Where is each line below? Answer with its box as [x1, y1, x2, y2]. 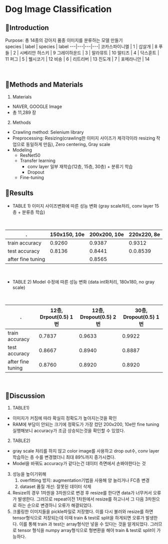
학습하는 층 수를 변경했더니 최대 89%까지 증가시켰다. [12, 454, 116, 460]
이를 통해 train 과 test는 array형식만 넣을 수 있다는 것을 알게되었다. [19, 521, 149, 527]
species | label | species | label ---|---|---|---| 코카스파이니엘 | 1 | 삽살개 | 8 [5, 43, 157, 49]
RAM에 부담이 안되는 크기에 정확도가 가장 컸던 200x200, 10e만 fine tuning [12, 421, 159, 427]
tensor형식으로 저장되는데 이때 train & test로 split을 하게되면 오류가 [12, 515, 145, 521]
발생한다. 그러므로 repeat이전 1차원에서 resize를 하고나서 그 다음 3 [17, 496, 148, 502]
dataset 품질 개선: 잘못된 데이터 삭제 [19, 483, 91, 489]
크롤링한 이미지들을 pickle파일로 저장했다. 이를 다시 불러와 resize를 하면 [12, 508, 153, 514]
